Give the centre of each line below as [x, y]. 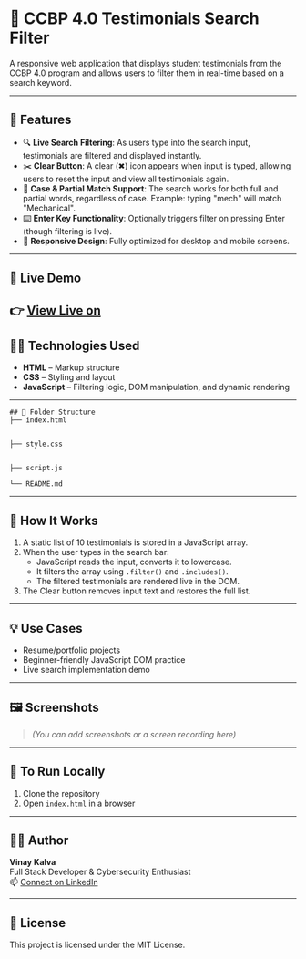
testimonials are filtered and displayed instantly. [112, 155]
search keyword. [41, 82]
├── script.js [36, 469]
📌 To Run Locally [57, 772]
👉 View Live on [56, 310]
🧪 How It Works [54, 520]
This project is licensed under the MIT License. [97, 945]
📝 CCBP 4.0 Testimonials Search [134, 19]
